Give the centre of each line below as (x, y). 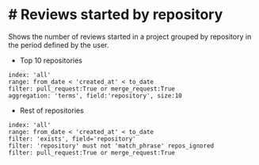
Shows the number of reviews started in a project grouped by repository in (130, 36)
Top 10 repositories (51, 60)
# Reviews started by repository (116, 15)
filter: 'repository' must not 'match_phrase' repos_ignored (111, 146)
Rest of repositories (52, 110)
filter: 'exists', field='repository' (72, 139)
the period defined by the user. (59, 44)
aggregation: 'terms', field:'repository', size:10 (95, 96)
